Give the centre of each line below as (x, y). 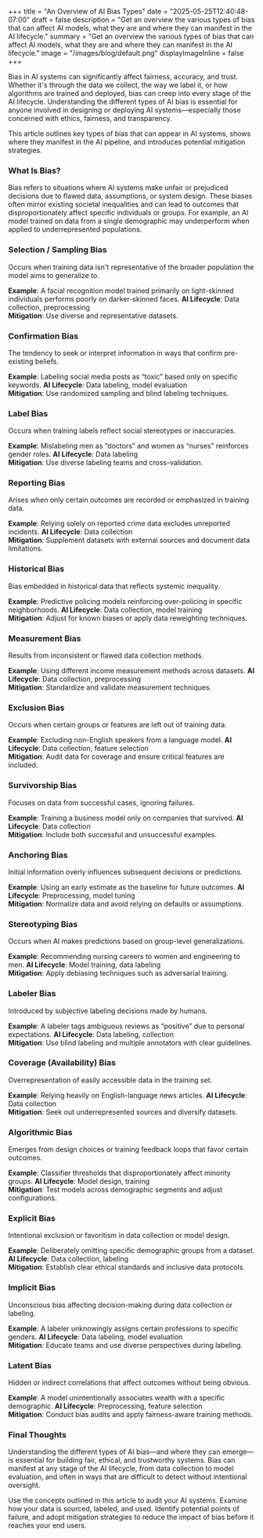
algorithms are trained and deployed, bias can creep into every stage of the (130, 93)
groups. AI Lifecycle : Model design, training (79, 1181)
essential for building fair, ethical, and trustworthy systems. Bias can (125, 1460)
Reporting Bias (37, 483)
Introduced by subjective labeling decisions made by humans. (108, 1011)
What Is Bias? (34, 170)
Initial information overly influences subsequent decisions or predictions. (125, 872)
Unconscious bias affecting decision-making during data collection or (121, 1305)
